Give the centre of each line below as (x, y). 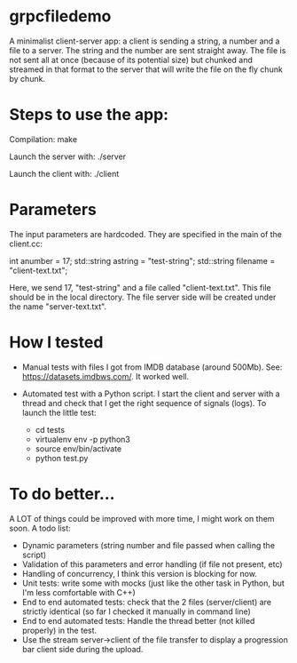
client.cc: (26, 244)
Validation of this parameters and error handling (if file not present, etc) (152, 564)
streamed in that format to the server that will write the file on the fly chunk (146, 69)
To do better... (62, 494)
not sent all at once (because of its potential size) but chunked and (131, 60)
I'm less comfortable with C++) (78, 592)
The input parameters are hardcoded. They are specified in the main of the (145, 234)
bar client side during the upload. (82, 649)
